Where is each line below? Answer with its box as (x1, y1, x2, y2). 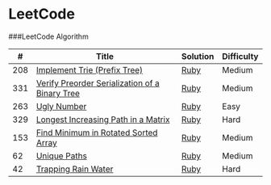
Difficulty (221, 50, 259, 61)
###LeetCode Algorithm (8, 32, 89, 41)
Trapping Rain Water (35, 163, 114, 174)
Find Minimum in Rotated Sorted (35, 127, 158, 138)
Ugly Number (35, 100, 87, 111)
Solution (181, 50, 215, 61)
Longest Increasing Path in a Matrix (35, 114, 170, 125)
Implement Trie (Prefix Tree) (35, 64, 144, 75)
